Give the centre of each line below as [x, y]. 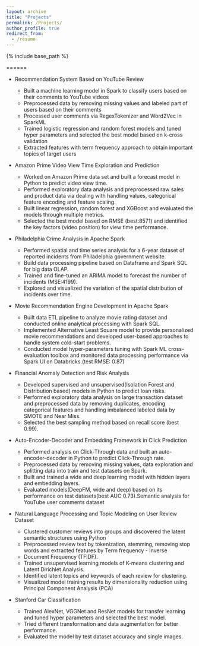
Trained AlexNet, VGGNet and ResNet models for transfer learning [105, 611]
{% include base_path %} [37, 56]
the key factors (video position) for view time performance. [96, 227]
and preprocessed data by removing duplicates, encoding [94, 403]
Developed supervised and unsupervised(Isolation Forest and [99, 384]
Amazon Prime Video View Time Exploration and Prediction [87, 165]
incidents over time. [48, 294]
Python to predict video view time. [66, 183]
